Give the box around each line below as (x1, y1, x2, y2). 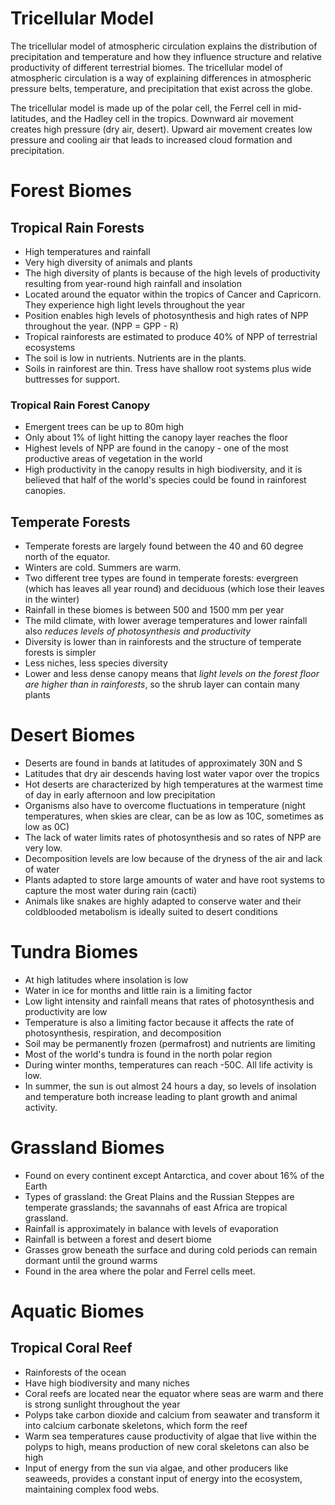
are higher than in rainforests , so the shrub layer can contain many (24, 678, 300, 691)
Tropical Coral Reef (10, 1340, 133, 1357)
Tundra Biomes (10, 941, 139, 964)
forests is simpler (24, 647, 97, 659)
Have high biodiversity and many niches (24, 1377, 190, 1389)
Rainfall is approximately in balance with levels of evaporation (24, 1222, 279, 1234)
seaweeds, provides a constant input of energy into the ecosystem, (24, 1472, 303, 1484)
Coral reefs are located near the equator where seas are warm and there (24, 1387, 324, 1399)
